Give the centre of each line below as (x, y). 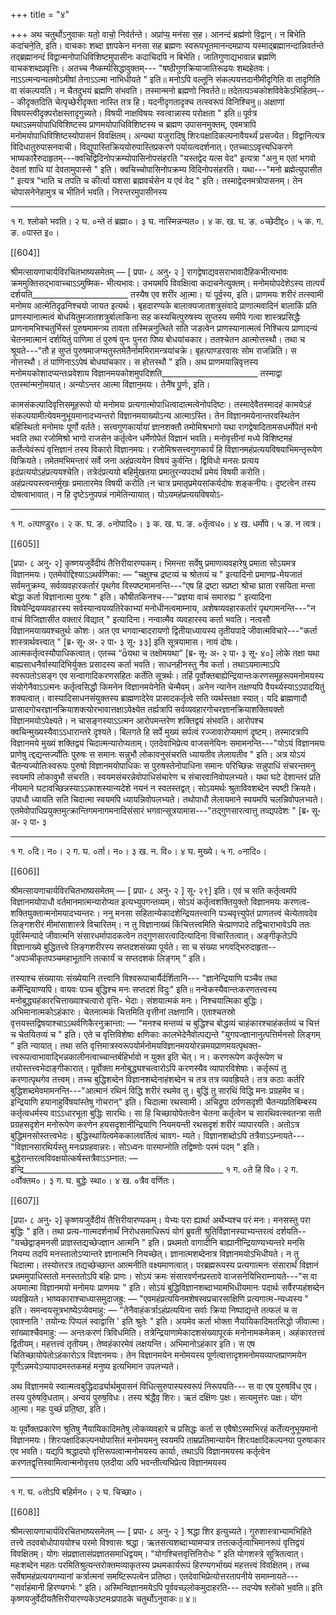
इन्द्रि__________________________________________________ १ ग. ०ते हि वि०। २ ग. (154, 1169)
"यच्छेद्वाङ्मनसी (34, 1242)
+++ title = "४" (40, 14)
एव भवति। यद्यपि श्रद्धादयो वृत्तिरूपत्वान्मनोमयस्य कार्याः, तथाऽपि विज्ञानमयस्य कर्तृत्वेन (140, 1451)
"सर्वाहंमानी (27, 1587)
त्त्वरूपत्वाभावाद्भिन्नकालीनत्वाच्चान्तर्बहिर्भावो (76, 1057)
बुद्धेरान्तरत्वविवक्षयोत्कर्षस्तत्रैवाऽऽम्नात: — (74, 1158)
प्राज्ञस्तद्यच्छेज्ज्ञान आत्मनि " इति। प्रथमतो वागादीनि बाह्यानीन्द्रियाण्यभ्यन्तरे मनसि (182, 1242)
